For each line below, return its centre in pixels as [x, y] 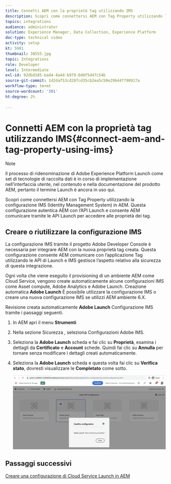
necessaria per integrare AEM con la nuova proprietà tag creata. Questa [81, 250]
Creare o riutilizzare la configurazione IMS [74, 232]
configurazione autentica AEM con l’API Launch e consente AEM [73, 210]
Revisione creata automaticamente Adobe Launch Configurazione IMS [79, 307]
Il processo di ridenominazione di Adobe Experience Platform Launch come [84, 174]
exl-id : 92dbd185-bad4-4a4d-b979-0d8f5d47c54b [55, 75]
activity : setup [22, 43]
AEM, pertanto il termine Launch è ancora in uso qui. [60, 190]
